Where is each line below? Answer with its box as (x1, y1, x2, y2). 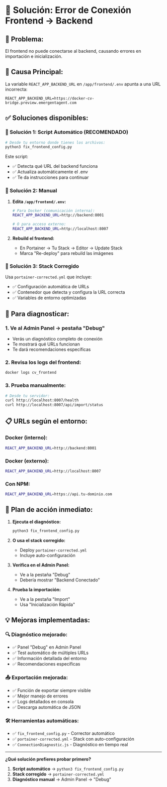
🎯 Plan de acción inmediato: (5, 505, 93, 514)
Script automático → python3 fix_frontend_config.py (12, 766, 124, 772)
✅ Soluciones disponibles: (5, 114, 88, 122)
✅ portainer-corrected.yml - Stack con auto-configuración (12, 736, 134, 742)
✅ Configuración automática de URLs (12, 284, 89, 290)
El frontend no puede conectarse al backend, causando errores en (5, 48, 142, 54)
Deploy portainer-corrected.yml (19, 547, 87, 553)
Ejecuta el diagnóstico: (12, 519, 61, 525)
